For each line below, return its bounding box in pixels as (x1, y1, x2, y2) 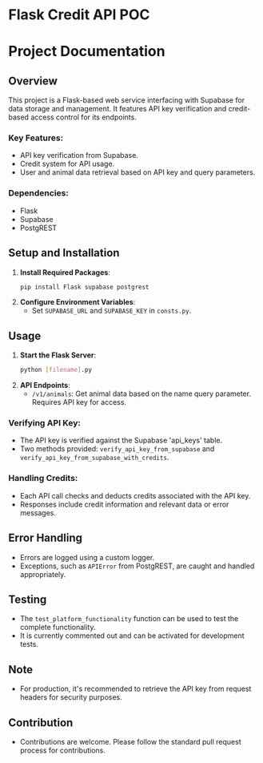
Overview (8, 74, 58, 87)
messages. (19, 507, 57, 518)
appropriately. (19, 569, 66, 579)
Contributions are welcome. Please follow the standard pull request (19, 737, 241, 746)
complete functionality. (19, 623, 96, 632)
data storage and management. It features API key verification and (8, 104, 227, 114)
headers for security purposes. (19, 692, 122, 702)
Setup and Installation (8, 246, 120, 260)
